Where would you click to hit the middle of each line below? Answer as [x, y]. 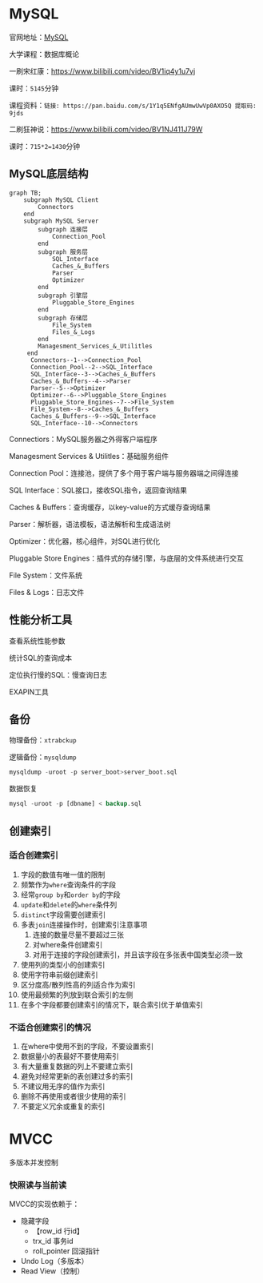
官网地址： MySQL [39, 37]
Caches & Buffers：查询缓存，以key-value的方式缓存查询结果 [110, 507]
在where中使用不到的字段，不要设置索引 [87, 1047]
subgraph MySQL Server [61, 221]
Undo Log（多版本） [54, 1261]
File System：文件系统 [46, 575]
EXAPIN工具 [29, 692]
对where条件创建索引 [68, 944]
